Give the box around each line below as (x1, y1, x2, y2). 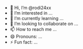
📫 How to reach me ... (10, 26, 57, 32)
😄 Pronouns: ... (10, 33, 43, 39)
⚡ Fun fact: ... (10, 39, 38, 45)
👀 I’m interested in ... (10, 10, 53, 16)
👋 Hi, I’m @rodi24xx (10, 5, 51, 10)
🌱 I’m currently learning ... (10, 15, 64, 21)
